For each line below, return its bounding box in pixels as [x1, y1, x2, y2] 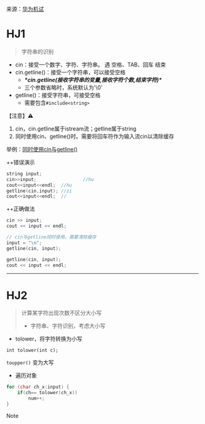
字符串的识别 [21, 48, 54, 55]
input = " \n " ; [6, 240, 43, 246]
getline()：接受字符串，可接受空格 [15, 91, 101, 99]
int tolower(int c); [6, 347, 59, 354]
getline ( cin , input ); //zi [6, 188, 72, 194]
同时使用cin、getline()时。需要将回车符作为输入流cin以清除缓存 [15, 132, 174, 140]
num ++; [28, 395, 45, 401]
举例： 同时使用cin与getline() [6, 145, 78, 153]
